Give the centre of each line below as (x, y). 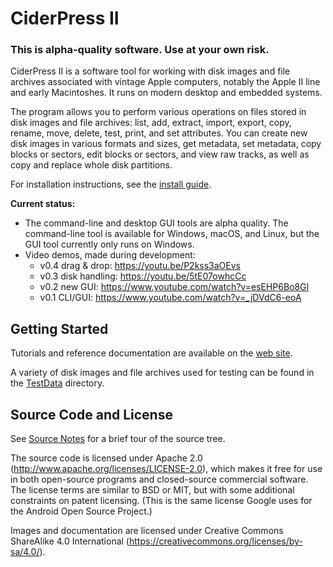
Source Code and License (91, 414)
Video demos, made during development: (110, 255)
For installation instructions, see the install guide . (111, 184)
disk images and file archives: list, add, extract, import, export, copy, (151, 123)
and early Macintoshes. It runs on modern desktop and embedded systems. (166, 93)
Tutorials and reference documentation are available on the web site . (151, 353)
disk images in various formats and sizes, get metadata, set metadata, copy (166, 144)
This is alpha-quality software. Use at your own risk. (140, 50)
